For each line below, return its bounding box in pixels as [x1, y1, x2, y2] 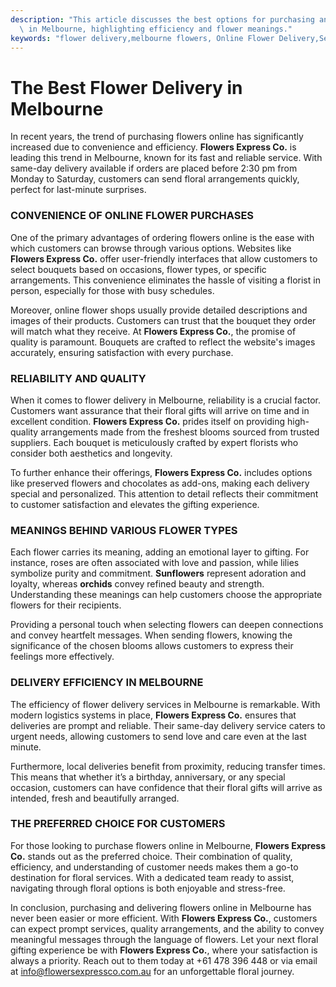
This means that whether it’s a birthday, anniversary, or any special [10, 771, 286, 783]
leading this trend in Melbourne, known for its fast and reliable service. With [10, 152, 323, 164]
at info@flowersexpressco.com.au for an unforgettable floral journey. [10, 965, 295, 977]
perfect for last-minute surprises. [10, 184, 147, 196]
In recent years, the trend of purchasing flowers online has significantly [10, 131, 304, 143]
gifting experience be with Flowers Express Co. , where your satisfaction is [10, 944, 318, 956]
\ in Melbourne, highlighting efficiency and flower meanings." [19, 24, 293, 34]
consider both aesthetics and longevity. [10, 447, 173, 459]
